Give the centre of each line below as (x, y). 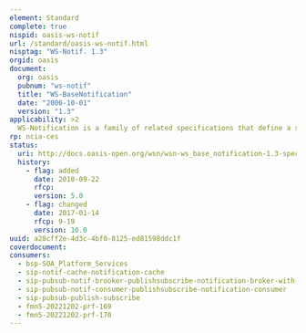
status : (24, 145)
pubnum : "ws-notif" (55, 86)
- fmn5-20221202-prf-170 (65, 315)
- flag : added (52, 171)
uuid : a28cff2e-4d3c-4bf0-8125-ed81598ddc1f (95, 238)
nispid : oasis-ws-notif (55, 35)
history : (34, 162)
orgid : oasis (34, 60)
